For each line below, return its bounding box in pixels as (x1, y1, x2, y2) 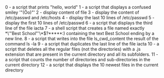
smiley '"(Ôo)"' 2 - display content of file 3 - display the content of (5, 9, 139, 15)
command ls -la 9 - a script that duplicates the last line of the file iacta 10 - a (5, 41, 160, 46)
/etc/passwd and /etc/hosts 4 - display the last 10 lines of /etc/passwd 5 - (5, 15, 155, 20)
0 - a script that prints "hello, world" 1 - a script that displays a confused (5, 4, 151, 10)
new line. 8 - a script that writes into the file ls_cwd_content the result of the (5, 36, 159, 41)
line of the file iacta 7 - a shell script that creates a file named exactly (5, 25, 145, 31)
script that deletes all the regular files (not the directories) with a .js (5, 46, 141, 52)
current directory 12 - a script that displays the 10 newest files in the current (5, 62, 159, 68)
